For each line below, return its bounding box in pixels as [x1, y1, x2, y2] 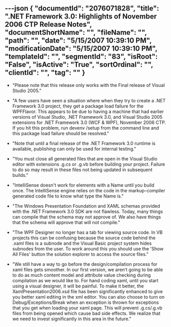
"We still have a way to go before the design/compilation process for [12, 261, 158, 267]
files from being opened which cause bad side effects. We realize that [12, 310, 161, 316]
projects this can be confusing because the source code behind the [12, 234, 156, 241]
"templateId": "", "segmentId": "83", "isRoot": [5, 52, 158, 61]
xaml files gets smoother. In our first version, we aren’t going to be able [12, 266, 163, 272]
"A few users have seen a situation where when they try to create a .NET [12, 97, 166, 103]
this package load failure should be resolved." [12, 130, 109, 136]
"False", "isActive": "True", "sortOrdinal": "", [5, 60, 154, 69]
